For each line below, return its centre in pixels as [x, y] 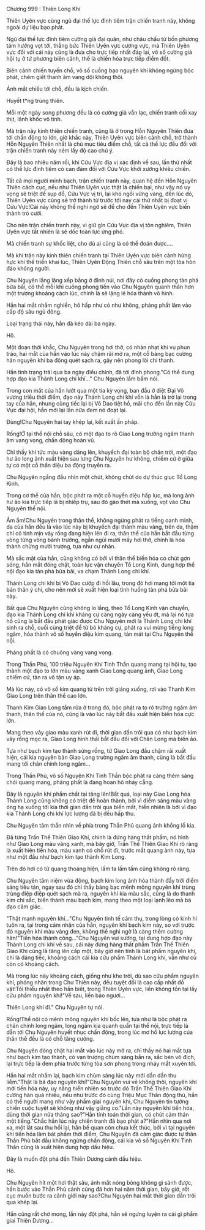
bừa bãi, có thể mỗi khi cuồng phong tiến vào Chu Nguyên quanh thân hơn [100, 287]
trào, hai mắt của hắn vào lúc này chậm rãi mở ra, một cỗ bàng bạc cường [99, 354]
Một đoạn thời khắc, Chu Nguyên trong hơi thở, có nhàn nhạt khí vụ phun [98, 347]
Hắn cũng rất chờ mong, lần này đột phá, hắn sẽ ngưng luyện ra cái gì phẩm [102, 1214]
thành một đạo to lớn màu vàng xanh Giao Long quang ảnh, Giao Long [95, 671]
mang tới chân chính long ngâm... [48, 764]
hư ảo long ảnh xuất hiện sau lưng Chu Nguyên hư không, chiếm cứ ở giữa [100, 458]
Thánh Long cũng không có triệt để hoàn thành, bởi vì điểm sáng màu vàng [101, 801]
